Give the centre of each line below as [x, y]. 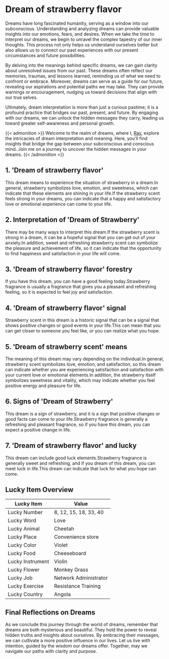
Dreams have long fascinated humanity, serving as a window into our [77, 23]
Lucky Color [22, 545]
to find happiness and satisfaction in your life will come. [63, 253]
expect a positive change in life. [38, 429]
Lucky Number [25, 512]
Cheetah [64, 529]
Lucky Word [22, 521]
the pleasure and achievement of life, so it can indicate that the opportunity [83, 248]
